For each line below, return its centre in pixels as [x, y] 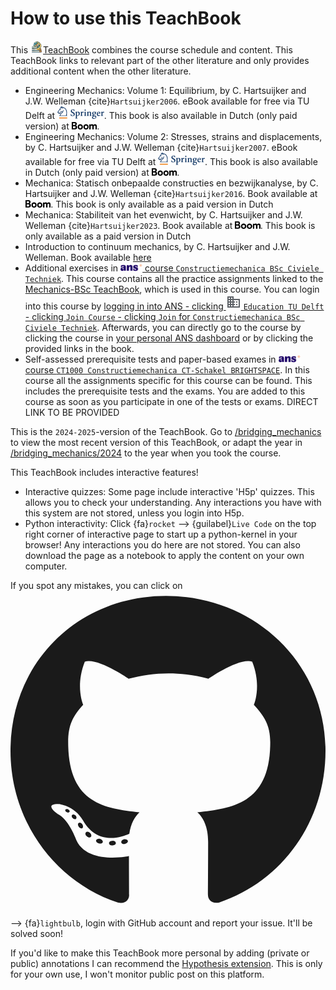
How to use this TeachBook [126, 18]
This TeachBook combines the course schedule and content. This [151, 49]
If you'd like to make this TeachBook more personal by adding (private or [160, 953]
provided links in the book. [79, 348]
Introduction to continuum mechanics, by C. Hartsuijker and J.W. [157, 246]
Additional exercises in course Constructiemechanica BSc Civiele [172, 268]
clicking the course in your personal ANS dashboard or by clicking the [169, 338]
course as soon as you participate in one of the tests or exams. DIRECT [171, 401]
